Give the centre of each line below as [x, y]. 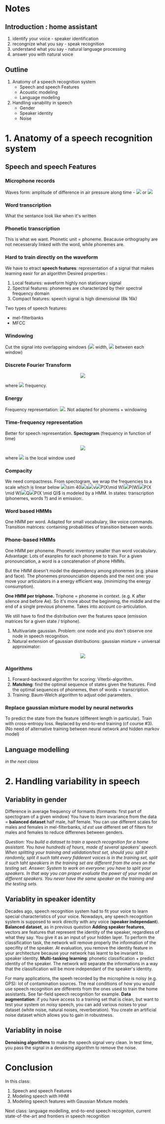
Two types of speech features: [36, 308]
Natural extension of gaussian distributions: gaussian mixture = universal [86, 641]
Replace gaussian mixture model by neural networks [69, 707]
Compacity [19, 470]
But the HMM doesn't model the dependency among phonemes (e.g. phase [82, 570]
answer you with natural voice [43, 54]
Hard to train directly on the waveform [52, 257]
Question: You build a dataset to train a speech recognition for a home [77, 842]
